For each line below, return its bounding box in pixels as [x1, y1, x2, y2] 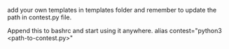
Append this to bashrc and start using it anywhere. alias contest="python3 [7, 27, 222, 35]
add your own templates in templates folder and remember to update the [7, 6, 217, 14]
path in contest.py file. [7, 13, 72, 21]
